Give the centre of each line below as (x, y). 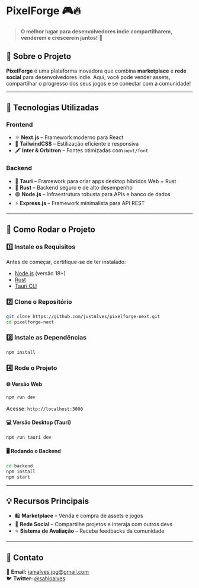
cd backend (20, 466)
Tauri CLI (26, 286)
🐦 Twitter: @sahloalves (36, 578)
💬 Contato (25, 557)
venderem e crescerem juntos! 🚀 (62, 37)
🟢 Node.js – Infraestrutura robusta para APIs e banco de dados (92, 194)
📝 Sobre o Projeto (39, 56)
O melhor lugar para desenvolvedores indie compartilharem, (97, 31)
